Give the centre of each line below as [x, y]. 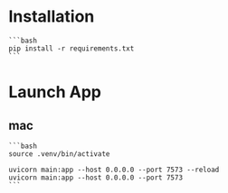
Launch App [55, 92]
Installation [52, 17]
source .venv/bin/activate [59, 154]
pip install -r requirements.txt [71, 48]
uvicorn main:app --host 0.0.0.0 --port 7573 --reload [114, 170]
